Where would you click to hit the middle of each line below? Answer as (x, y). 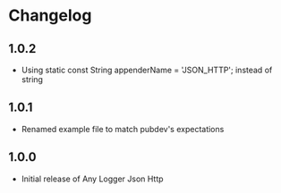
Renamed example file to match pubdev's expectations (123, 129)
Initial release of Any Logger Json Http (92, 179)
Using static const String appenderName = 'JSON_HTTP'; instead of (147, 70)
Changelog (50, 16)
